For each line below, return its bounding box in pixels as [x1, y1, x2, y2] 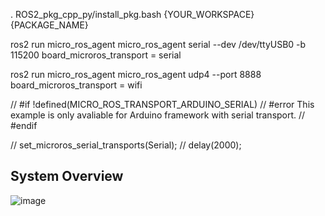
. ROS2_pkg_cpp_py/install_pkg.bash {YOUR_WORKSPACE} [10, 9, 255, 20]
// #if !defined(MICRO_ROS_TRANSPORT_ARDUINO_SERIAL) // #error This [10, 99, 315, 110]
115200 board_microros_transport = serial [10, 49, 182, 61]
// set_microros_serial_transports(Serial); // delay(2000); [10, 139, 242, 151]
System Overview [10, 168, 124, 185]
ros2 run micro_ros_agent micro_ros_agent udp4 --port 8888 [10, 69, 262, 80]
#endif [10, 120, 38, 131]
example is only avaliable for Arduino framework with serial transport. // [10, 109, 306, 121]
